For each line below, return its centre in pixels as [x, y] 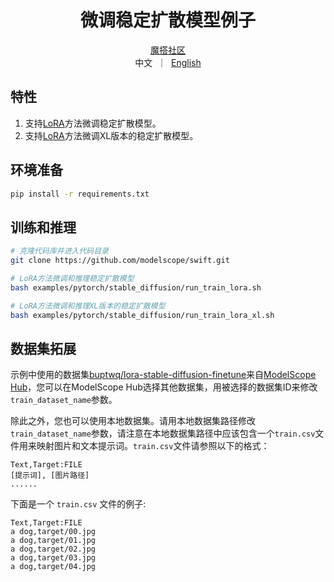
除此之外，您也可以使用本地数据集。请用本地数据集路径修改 [133, 421]
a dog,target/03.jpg [53, 558]
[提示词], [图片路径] [50, 476]
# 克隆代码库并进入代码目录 [60, 251]
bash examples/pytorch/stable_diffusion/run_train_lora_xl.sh [142, 315]
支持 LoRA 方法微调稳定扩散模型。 [93, 123]
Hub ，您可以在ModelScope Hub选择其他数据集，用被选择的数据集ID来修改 [164, 387]
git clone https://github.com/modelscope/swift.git [120, 261]
